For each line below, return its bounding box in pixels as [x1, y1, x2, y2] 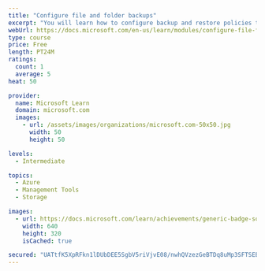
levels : [8, 150, 34, 158]
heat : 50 [8, 77, 37, 85]
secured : [8, 251, 37, 259]
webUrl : [8, 26, 34, 34]
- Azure [15, 179, 41, 187]
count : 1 [15, 63, 44, 71]
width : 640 [22, 222, 58, 230]
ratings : [8, 56, 37, 64]
